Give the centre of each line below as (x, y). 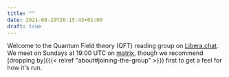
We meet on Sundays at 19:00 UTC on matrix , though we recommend (105, 53)
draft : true (24, 26)
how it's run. (25, 68)
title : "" (21, 13)
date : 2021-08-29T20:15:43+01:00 (55, 20)
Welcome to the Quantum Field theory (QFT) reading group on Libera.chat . (113, 46)
